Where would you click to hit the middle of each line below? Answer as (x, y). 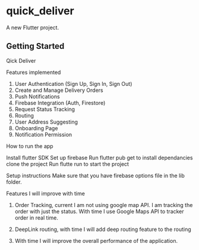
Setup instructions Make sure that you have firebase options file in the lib (96, 175)
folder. (14, 182)
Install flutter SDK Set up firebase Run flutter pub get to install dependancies (99, 158)
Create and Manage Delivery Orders (59, 90)
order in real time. (36, 217)
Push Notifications (37, 96)
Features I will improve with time (45, 193)
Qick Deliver (21, 60)
